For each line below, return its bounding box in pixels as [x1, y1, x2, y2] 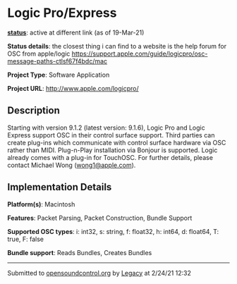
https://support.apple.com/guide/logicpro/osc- [71, 49, 208, 58]
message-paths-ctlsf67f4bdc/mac [7, 56, 108, 65]
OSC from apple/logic [7, 49, 71, 58]
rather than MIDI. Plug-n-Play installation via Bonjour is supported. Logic [7, 146, 218, 154]
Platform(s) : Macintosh [7, 199, 75, 209]
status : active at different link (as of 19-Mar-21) [7, 28, 145, 37]
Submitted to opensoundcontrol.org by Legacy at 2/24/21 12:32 [7, 268, 192, 277]
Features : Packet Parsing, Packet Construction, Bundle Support [7, 214, 193, 222]
